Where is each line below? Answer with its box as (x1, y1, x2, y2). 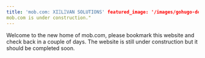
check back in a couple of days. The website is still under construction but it (6, 38, 198, 45)
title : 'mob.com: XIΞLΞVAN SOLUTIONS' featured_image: (6, 9, 149, 15)
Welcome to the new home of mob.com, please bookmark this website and (6, 31, 195, 38)
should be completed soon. (6, 44, 75, 52)
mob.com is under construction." (6, 15, 92, 21)
